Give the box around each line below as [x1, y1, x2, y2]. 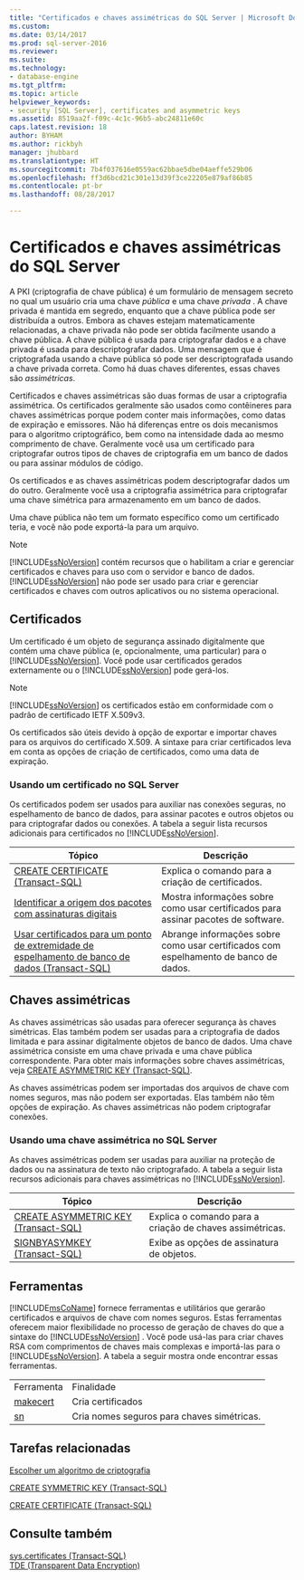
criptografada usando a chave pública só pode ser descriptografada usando [9, 353, 294, 364]
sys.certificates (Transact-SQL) [9, 1550, 127, 1561]
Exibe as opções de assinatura [148, 1237, 279, 1250]
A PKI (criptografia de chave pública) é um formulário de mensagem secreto [9, 286, 294, 297]
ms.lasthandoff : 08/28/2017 [9, 190, 116, 199]
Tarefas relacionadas [9, 1441, 131, 1456]
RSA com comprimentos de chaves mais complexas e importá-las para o [9, 1341, 280, 1352]
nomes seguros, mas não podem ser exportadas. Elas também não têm [9, 1092, 275, 1103]
